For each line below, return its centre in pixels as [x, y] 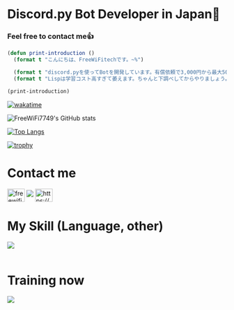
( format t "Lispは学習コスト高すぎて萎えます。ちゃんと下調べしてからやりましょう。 [122, 79]
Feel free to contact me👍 [50, 36]
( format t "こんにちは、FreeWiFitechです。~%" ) [79, 60]
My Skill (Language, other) [85, 226]
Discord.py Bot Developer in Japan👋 [114, 14]
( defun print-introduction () [51, 54]
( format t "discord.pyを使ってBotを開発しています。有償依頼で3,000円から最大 [118, 72]
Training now [46, 280]
